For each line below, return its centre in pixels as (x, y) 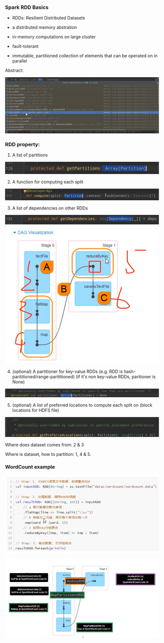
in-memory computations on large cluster (54, 37)
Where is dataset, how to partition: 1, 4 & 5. (48, 454)
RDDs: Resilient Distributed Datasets (49, 18)
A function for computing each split (48, 182)
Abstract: (14, 70)
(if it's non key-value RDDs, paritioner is (116, 376)
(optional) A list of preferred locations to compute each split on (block (82, 405)
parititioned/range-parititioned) (43, 376)
